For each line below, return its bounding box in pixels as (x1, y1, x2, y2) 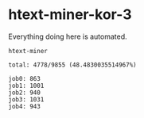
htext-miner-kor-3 (8, 6, 132, 24)
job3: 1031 (8, 95, 45, 104)
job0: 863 (8, 74, 41, 82)
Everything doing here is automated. (8, 32, 127, 41)
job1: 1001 (8, 82, 45, 89)
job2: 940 (8, 89, 41, 97)
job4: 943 (8, 102, 41, 110)
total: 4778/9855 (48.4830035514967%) (8, 61, 137, 69)
